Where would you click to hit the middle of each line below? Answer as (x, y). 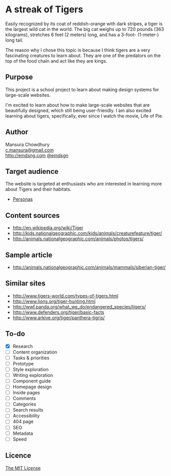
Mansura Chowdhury (27, 144)
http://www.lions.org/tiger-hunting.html (54, 301)
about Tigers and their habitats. (38, 189)
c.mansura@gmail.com (29, 150)
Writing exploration (33, 375)
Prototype (23, 363)
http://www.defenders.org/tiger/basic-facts (58, 312)
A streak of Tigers (44, 10)
